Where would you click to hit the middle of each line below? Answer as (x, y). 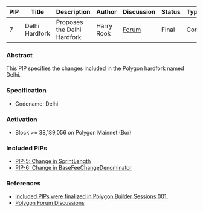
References (24, 184)
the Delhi (69, 30)
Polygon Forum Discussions (50, 203)
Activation (22, 119)
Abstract (20, 55)
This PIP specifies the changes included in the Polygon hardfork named (95, 68)
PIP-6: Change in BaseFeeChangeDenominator (73, 168)
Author (107, 12)
